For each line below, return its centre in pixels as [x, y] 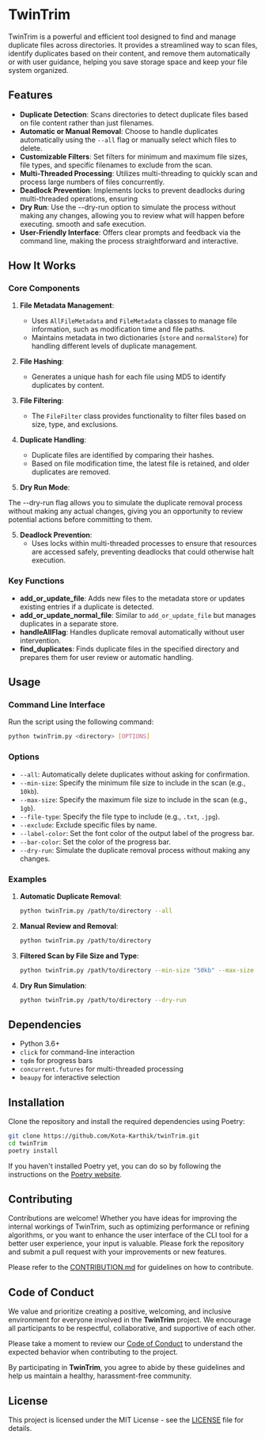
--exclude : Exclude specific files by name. [88, 825]
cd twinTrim [28, 1143]
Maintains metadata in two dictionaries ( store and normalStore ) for [140, 338]
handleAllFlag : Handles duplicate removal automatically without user [132, 631]
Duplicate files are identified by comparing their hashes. [123, 455]
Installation [36, 1102]
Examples [28, 879]
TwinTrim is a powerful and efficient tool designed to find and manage [122, 36]
